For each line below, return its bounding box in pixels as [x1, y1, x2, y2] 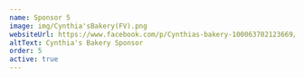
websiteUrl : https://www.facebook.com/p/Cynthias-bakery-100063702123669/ [9, 30, 298, 39]
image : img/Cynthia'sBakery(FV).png [9, 22, 147, 30]
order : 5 [9, 47, 43, 56]
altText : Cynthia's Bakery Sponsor [9, 38, 144, 48]
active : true [9, 55, 59, 64]
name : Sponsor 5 [9, 13, 71, 22]
